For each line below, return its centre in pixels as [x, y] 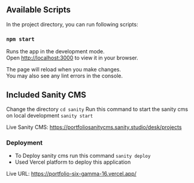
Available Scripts [38, 10]
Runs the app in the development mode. [55, 52]
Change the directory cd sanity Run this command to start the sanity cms [97, 109]
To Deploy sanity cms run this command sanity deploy [83, 156]
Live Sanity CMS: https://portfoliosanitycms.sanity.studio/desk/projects [94, 127]
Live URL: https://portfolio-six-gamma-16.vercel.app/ [71, 174]
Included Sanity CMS [46, 94]
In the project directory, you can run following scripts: [72, 24]
